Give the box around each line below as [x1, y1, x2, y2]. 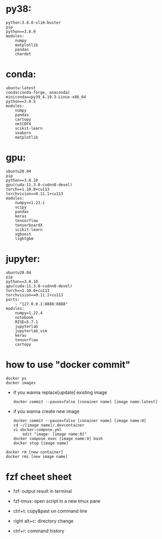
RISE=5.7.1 [15, 319, 38, 325]
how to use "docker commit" [6, 358, 131, 370]
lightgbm [15, 236, 34, 241]
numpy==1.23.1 [15, 200, 45, 205]
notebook [15, 315, 34, 320]
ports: [6, 297, 20, 302]
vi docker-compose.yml [13, 427, 62, 432]
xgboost [15, 231, 31, 236]
